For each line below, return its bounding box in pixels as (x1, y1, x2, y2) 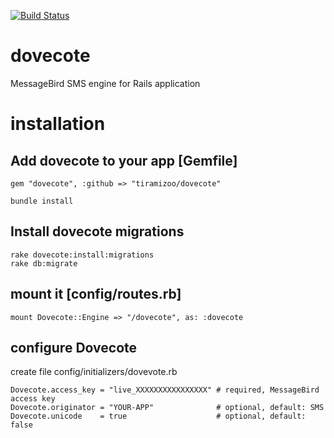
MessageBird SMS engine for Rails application (10, 77, 201, 89)
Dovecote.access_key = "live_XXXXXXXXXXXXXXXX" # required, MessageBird (10, 385, 320, 395)
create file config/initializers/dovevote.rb (10, 366, 178, 378)
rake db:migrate (10, 258, 78, 269)
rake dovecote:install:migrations (10, 250, 155, 260)
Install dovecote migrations (10, 223, 185, 240)
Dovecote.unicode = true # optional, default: (10, 411, 307, 422)
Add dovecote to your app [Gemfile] (10, 152, 238, 169)
